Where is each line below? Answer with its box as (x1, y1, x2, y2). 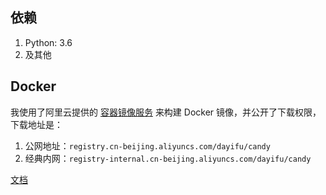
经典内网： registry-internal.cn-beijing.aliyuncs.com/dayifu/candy (24, 152, 312, 164)
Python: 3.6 (24, 36, 73, 48)
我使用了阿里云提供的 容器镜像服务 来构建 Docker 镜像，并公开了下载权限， (10, 106, 322, 118)
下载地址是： (10, 118, 63, 130)
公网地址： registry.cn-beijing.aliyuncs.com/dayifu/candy (24, 139, 271, 152)
